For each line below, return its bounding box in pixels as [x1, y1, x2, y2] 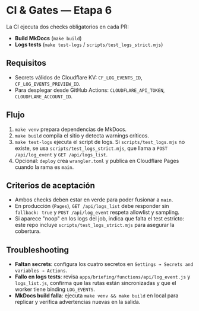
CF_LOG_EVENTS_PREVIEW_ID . [14, 80, 81, 87]
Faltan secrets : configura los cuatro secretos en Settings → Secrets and [14, 261, 194, 268]
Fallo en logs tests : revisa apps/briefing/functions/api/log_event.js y [14, 273, 191, 280]
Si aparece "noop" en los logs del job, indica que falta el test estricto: [14, 215, 184, 222]
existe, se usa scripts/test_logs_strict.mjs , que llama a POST [14, 145, 168, 152]
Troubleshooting [6, 245, 70, 255]
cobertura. [14, 227, 41, 235]
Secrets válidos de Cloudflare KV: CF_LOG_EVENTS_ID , [14, 73, 143, 81]
